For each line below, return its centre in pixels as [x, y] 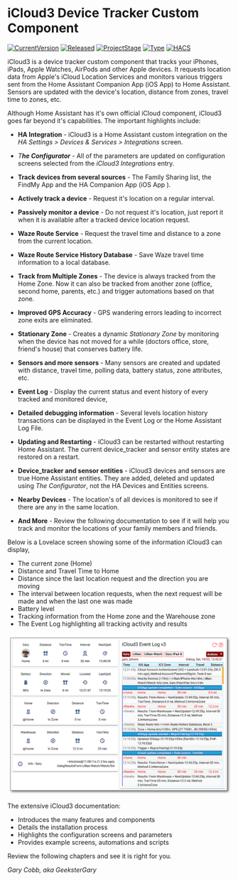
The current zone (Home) [55, 563]
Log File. [30, 428]
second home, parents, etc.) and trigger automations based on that [116, 291]
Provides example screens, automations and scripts [93, 842]
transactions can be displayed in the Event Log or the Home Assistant [119, 420]
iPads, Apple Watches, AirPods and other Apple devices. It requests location [119, 69]
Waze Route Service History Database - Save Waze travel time [110, 254]
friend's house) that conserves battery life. [80, 349]
